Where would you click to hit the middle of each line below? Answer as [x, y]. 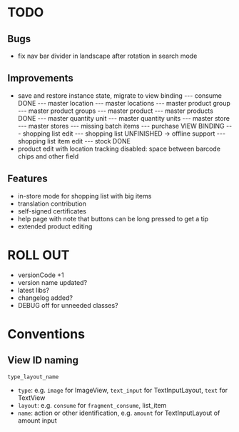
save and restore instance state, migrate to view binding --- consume [120, 95]
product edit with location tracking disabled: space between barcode [119, 149]
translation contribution [52, 204]
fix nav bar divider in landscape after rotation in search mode [107, 56]
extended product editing [55, 226]
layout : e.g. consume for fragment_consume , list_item [92, 405]
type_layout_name [33, 377]
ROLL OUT [39, 255]
